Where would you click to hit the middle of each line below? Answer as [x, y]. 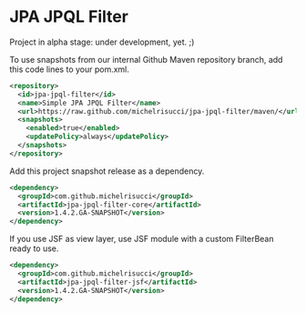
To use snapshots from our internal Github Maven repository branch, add [146, 59]
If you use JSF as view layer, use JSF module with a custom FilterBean [142, 239]
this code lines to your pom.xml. [70, 69]
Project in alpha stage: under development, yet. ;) [102, 42]
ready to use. [34, 248]
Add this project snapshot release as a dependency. [107, 171]
